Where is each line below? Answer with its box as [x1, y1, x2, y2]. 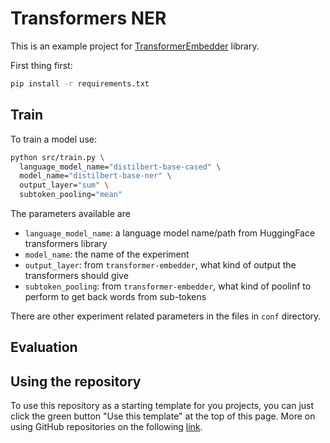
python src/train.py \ [10, 152, 105, 162]
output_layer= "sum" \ [19, 180, 110, 191]
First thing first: [10, 59, 73, 71]
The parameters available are [10, 208, 131, 219]
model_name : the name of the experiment [24, 248, 190, 260]
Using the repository [10, 373, 142, 390]
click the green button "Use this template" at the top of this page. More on [10, 410, 316, 422]
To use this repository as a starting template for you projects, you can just [10, 400, 315, 412]
